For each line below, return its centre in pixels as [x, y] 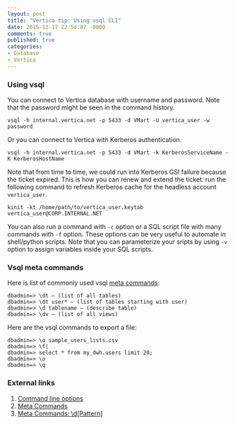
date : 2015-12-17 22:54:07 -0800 [56, 27]
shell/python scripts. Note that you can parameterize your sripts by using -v [117, 242]
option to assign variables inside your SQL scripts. [80, 249]
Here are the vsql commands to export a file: [72, 328]
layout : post [26, 14]
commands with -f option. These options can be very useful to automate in [116, 235]
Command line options [50, 398]
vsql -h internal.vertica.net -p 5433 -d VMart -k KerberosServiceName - [118, 153]
